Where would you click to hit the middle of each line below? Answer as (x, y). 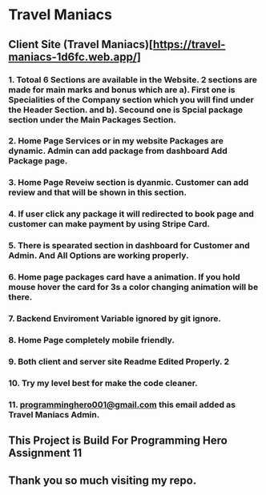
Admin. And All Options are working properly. (99, 256)
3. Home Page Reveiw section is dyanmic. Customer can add (129, 183)
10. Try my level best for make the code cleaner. (103, 383)
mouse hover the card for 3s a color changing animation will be (133, 288)
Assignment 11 (45, 453)
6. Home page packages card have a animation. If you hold (124, 277)
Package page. (38, 161)
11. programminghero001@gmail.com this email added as (122, 404)
